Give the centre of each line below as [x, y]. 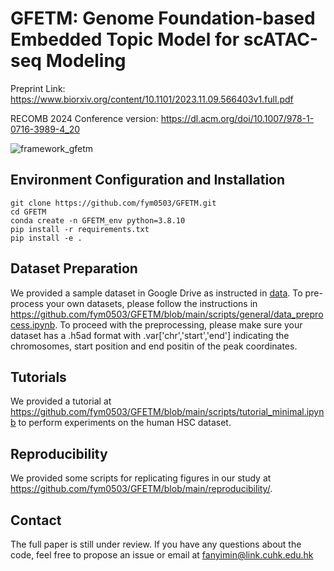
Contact [36, 520]
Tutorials [38, 377]
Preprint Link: [38, 88]
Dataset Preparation [74, 268]
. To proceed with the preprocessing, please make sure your [178, 324]
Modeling [86, 61]
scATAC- [281, 39]
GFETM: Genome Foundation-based [163, 18]
